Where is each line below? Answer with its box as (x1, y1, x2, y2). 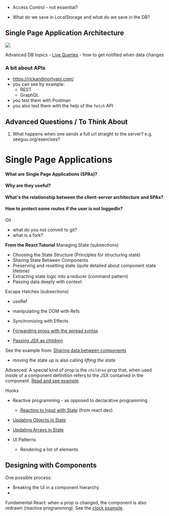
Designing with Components (5, 461, 97, 470)
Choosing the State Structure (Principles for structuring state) (12, 252, 141, 258)
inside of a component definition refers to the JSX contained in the (5, 372, 144, 379)
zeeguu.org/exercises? (12, 136, 61, 142)
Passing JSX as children (12, 338, 63, 344)
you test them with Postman (12, 97, 71, 103)
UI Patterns (12, 436, 36, 443)
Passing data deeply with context (12, 279, 82, 285)
